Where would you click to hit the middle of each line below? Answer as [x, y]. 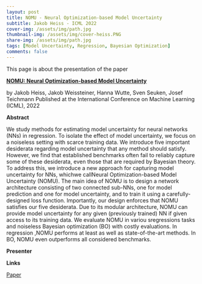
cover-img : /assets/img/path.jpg [49, 29]
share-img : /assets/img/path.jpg [49, 40]
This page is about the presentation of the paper [67, 69]
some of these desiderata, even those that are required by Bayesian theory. [101, 162]
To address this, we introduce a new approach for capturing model [90, 168]
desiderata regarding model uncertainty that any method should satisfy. [96, 148]
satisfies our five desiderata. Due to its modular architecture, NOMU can [97, 207]
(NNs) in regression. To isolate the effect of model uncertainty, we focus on [101, 135]
